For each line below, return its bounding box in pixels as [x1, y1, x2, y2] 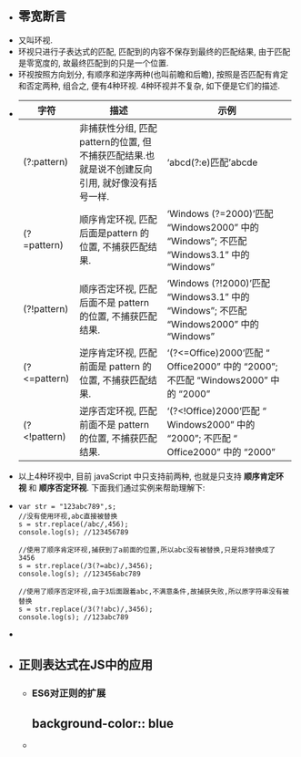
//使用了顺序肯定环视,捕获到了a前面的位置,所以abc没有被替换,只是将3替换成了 [17, 545, 276, 555]
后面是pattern [78, 226, 138, 239]
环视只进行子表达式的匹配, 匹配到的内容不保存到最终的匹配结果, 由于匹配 [17, 46, 291, 57]
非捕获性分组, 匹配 [78, 121, 157, 134]
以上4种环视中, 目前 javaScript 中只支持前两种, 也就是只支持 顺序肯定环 [17, 471, 285, 482]
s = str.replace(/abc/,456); [17, 519, 129, 529]
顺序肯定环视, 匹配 [78, 213, 157, 225]
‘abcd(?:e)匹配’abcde [166, 156, 258, 169]
